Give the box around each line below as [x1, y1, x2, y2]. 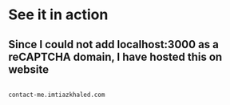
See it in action [8, 6, 109, 24]
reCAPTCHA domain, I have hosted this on [8, 50, 223, 63]
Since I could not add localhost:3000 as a [8, 38, 220, 51]
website [8, 63, 50, 76]
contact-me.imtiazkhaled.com [8, 91, 105, 99]
